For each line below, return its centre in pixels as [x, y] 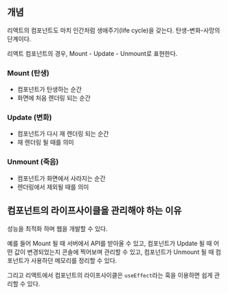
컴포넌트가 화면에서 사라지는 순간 [61, 178]
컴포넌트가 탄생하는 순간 [49, 90]
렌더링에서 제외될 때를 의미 [53, 187]
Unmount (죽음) [33, 162]
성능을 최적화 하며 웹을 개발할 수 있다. [57, 229]
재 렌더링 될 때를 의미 [45, 143]
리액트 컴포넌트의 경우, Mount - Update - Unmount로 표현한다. [92, 53]
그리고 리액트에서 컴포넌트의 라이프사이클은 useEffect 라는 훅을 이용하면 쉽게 [110, 275]
